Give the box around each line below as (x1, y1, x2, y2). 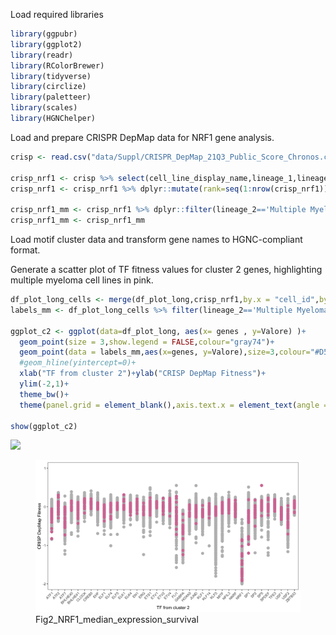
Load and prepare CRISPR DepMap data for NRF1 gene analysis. (10, 131, 275, 143)
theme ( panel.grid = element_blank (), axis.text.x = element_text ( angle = (19, 400, 329, 410)
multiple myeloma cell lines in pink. (10, 274, 154, 286)
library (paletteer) (10, 92, 92, 103)
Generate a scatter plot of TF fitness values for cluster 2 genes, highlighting (10, 264, 323, 275)
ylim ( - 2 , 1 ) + (19, 379, 70, 389)
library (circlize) (10, 82, 87, 92)
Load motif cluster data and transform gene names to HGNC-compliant (10, 234, 303, 245)
